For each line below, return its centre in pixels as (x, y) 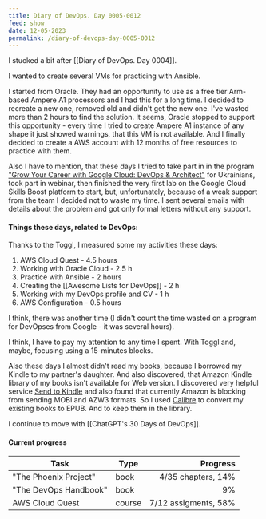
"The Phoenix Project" (54, 477)
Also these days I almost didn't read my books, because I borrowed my (125, 366)
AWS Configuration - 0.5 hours (70, 303)
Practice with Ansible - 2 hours (71, 277)
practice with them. (40, 151)
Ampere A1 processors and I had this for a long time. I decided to (137, 100)
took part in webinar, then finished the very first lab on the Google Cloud (127, 184)
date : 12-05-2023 (37, 30)
